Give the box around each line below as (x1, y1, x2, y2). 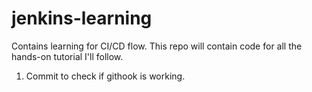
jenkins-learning (11, 7, 153, 30)
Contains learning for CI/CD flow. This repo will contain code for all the (11, 40, 303, 52)
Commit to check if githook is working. (25, 70, 186, 82)
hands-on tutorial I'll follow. (11, 50, 124, 62)
